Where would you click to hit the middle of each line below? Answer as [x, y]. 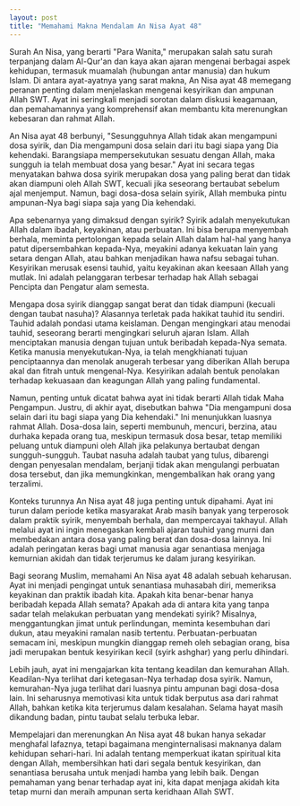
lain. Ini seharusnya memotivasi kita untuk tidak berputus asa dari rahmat [144, 697]
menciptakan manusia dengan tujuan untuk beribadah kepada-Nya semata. [148, 342]
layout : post [34, 18]
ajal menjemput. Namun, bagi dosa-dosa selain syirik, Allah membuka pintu [148, 193]
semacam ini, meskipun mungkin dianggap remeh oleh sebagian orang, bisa [150, 642]
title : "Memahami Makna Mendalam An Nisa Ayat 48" [106, 26]
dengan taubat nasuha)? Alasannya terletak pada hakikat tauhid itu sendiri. [147, 313]
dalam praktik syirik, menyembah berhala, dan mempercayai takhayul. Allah [149, 520]
